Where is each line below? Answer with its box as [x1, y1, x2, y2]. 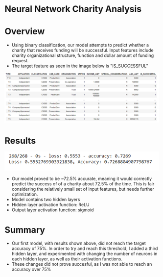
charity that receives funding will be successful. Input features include [11, 48, 154, 53]
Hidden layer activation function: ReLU [11, 202, 90, 208]
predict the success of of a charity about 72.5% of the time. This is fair [11, 181, 155, 187]
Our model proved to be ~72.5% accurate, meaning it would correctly [11, 176, 152, 182]
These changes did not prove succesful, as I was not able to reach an [11, 261, 152, 267]
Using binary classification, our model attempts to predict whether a [11, 42, 149, 48]
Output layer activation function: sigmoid [11, 207, 94, 213]
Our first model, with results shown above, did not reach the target [11, 240, 146, 246]
